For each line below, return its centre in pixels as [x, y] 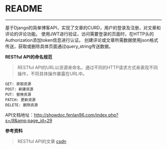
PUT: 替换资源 [18, 94]
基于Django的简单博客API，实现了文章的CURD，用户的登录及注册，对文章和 [83, 27]
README [24, 9]
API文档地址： [20, 115]
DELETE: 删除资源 [22, 105]
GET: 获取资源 [18, 84]
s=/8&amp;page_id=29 [29, 120]
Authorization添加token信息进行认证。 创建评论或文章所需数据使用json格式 [82, 40]
